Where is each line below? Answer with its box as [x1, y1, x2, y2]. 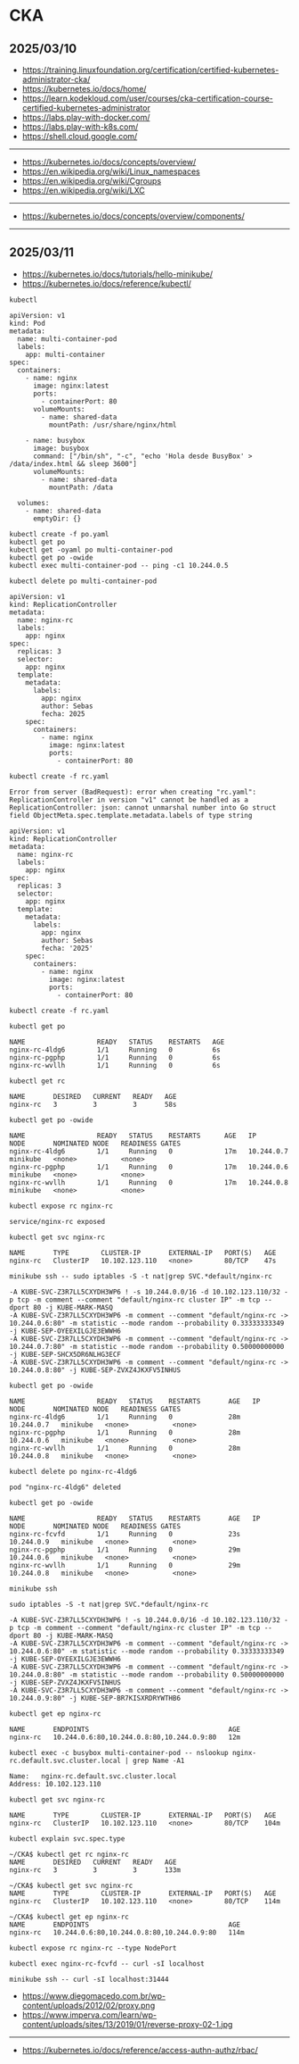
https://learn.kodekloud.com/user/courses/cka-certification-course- [21, 93, 273, 104]
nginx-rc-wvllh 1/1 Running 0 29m [9, 1560, 241, 1569]
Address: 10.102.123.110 [9, 1779, 101, 1788]
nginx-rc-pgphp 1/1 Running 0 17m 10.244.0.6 [9, 1162, 289, 1171]
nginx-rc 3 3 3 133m [9, 1865, 181, 1875]
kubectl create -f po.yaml [9, 529, 109, 538]
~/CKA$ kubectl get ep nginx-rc [9, 1912, 129, 1921]
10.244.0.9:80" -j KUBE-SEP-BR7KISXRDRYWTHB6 [9, 1694, 181, 1702]
